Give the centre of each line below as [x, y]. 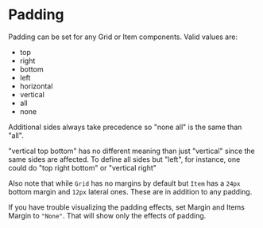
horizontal [36, 86]
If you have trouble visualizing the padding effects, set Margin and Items [126, 207]
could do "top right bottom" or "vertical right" [83, 167]
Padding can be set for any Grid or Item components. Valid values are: [123, 37]
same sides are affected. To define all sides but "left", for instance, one [124, 159]
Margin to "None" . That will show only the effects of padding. [107, 215]
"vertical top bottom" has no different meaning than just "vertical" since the [132, 151]
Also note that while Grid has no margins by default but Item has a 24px [124, 183]
